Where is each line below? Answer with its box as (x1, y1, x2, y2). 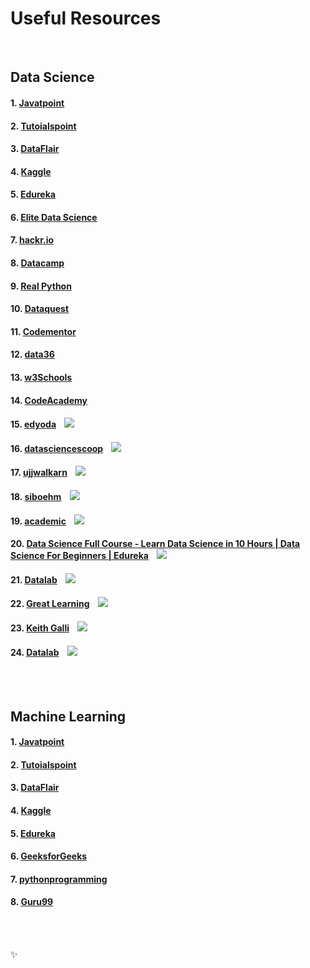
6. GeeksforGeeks (10, 850, 88, 862)
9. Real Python (10, 280, 72, 292)
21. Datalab (10, 573, 58, 586)
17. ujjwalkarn (10, 467, 68, 479)
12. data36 (10, 348, 55, 361)
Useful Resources (10, 7, 162, 30)
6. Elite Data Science (10, 211, 98, 223)
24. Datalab (10, 646, 60, 658)
